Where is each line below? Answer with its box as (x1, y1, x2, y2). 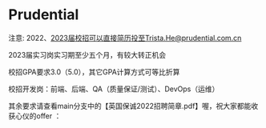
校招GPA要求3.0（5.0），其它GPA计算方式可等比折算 (8, 66, 180, 77)
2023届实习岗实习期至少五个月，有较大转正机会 (8, 50, 167, 59)
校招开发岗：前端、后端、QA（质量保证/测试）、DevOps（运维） (8, 84, 220, 94)
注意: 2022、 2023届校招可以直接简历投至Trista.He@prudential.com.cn (8, 33, 242, 42)
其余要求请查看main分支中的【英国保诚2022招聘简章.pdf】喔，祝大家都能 (8, 101, 252, 110)
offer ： (35, 110, 62, 121)
